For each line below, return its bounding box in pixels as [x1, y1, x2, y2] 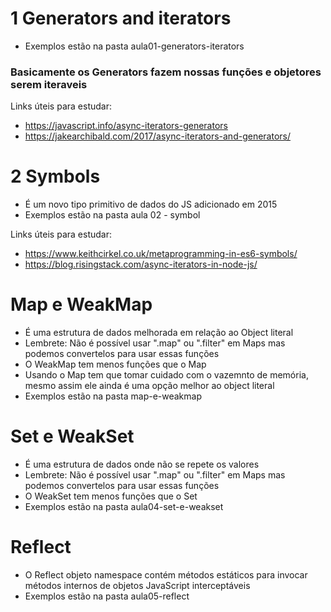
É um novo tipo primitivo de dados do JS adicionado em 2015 [24, 198, 278, 211]
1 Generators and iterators [10, 7, 232, 30]
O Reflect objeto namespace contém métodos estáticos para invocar [24, 568, 308, 581]
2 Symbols [10, 165, 101, 188]
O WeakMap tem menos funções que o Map [24, 358, 207, 371]
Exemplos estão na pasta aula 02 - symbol [24, 209, 201, 221]
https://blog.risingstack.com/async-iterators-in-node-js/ [24, 258, 258, 271]
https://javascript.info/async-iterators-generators [24, 120, 228, 132]
